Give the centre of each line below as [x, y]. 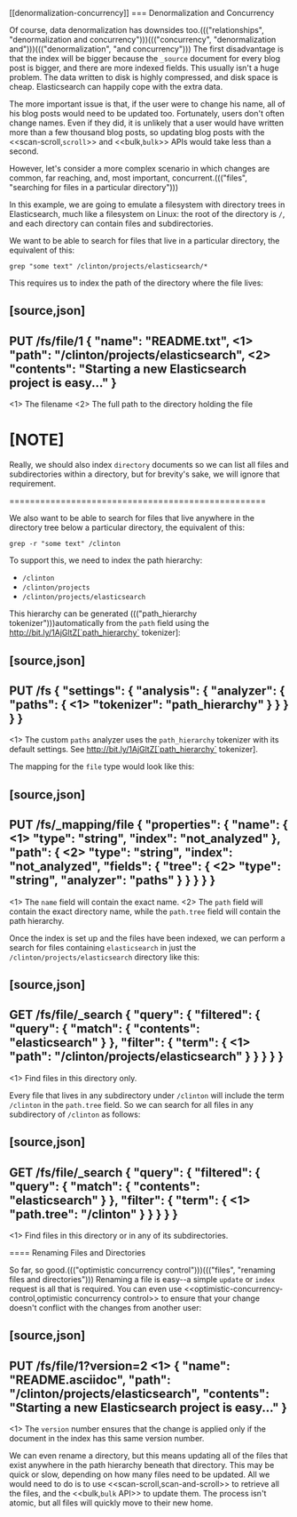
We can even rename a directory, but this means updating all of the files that [148, 1456]
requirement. [32, 484]
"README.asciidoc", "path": [90, 1380]
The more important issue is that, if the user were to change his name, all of [147, 104]
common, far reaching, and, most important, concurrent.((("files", [129, 178]
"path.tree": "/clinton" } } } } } [94, 1214]
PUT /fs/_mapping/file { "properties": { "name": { [148, 825]
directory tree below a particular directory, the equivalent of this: [127, 527]
